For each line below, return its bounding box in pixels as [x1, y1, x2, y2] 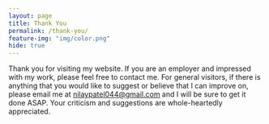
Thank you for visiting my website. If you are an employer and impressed [8, 64, 251, 73]
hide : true [8, 42, 45, 50]
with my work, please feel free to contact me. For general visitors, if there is [8, 72, 261, 82]
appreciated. [8, 106, 51, 117]
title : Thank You [8, 19, 67, 27]
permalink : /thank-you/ [8, 27, 89, 35]
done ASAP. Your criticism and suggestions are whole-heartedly [8, 98, 223, 108]
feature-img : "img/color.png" [8, 34, 111, 43]
